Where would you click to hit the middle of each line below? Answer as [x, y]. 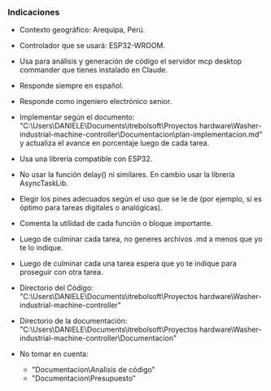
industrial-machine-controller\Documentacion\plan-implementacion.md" [141, 135]
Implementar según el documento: [77, 117]
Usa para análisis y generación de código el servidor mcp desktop [130, 61]
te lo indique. [41, 248]
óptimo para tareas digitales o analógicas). [91, 208]
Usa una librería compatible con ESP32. [86, 159]
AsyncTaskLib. [44, 183]
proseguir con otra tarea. [61, 272]
